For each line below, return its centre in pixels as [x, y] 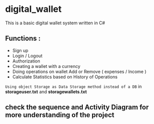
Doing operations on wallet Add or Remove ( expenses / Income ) [79, 71]
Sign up [20, 50]
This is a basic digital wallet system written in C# [55, 23]
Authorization [26, 61]
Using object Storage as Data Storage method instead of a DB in [74, 86]
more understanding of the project [60, 115]
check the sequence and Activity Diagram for [77, 107]
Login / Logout [27, 56]
